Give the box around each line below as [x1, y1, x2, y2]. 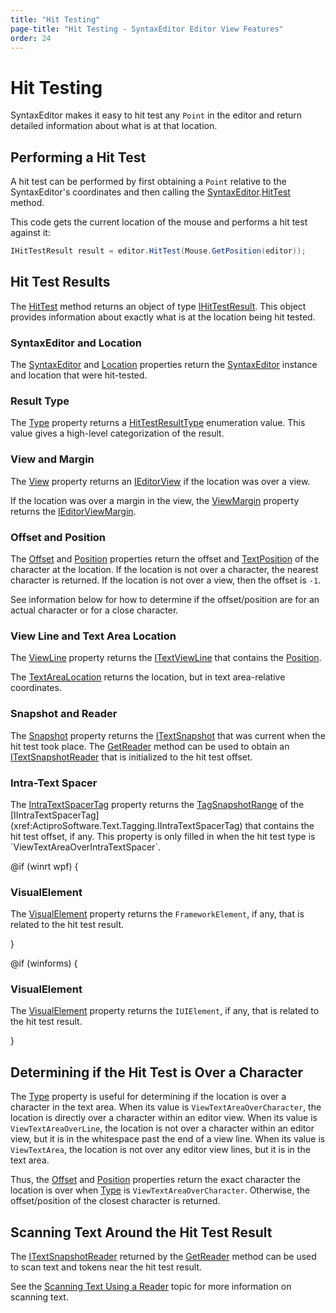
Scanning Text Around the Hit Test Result [10, 1224, 273, 1241]
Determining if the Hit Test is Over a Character [10, 1064, 304, 1081]
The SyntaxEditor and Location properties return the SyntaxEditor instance [10, 359, 318, 371]
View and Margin [10, 452, 95, 466]
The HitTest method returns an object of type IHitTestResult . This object [10, 300, 307, 312]
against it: [10, 227, 51, 239]
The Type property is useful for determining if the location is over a [10, 1091, 287, 1103]
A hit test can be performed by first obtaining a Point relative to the [10, 176, 287, 188]
